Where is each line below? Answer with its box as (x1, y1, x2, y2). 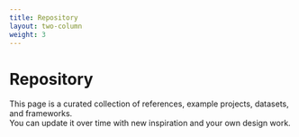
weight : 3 (9, 30, 47, 39)
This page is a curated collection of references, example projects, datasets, (9, 98, 290, 109)
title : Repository (9, 13, 78, 23)
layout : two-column (9, 22, 83, 31)
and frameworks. (9, 108, 73, 119)
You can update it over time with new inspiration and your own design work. (9, 118, 291, 129)
